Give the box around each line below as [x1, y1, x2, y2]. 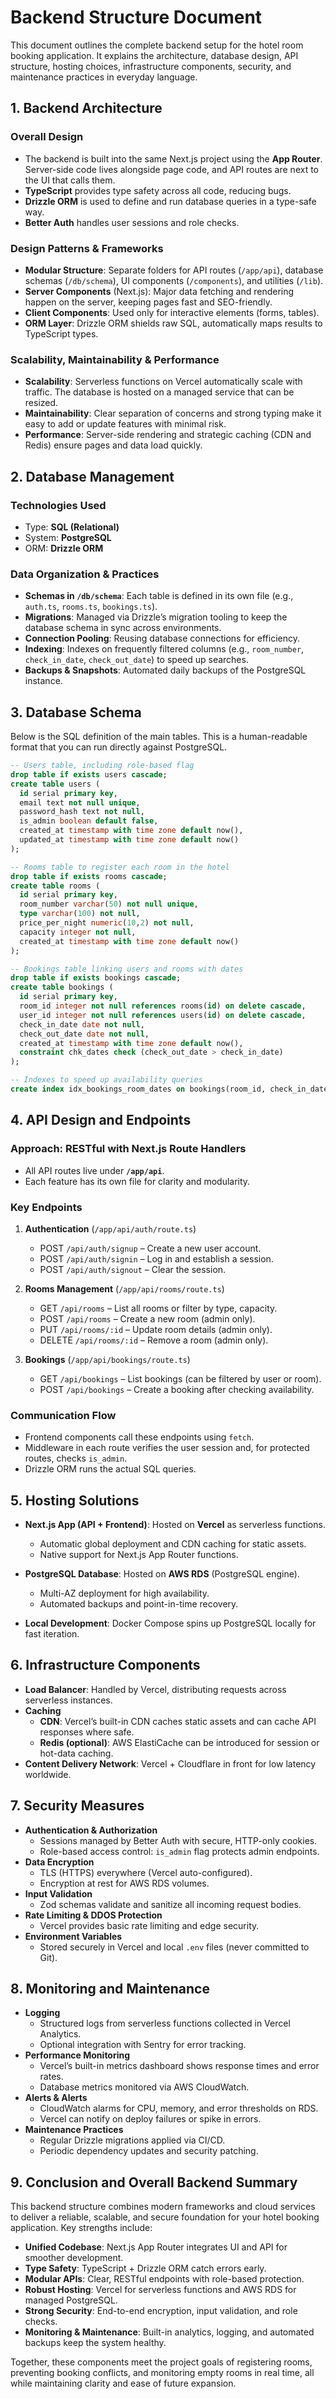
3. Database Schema [10, 704, 142, 721]
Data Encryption [24, 1856, 95, 1868]
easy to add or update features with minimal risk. [24, 418, 227, 430]
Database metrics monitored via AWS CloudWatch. [39, 2081, 250, 2093]
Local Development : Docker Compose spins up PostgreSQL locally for [24, 1617, 317, 1629]
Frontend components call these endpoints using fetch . [24, 1431, 255, 1443]
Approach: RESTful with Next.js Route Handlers [10, 1142, 247, 1156]
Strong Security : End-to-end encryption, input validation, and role [24, 2305, 298, 2317]
